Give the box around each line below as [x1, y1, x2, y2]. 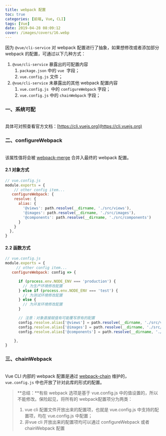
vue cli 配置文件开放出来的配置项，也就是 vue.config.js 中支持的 [24, 406, 155, 412]
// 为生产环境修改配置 [23, 283, 63, 288]
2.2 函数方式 [5, 245, 31, 250]
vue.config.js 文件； [19, 74, 63, 79]
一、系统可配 [5, 106, 36, 113]
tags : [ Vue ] [5, 21, 30, 26]
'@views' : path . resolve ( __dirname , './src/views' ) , [23, 206, 132, 211]
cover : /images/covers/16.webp [5, 30, 70, 35]
